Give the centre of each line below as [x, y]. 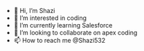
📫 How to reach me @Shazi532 [60, 40]
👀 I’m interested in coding [50, 18]
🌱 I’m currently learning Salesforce [63, 25]
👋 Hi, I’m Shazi [34, 11]
